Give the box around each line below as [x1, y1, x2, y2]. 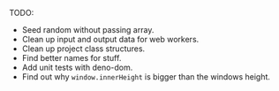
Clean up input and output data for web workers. [21, 34, 200, 44]
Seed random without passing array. [21, 25, 155, 34]
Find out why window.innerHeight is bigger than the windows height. [21, 72, 271, 82]
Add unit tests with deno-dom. [21, 62, 133, 72]
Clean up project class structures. [21, 43, 146, 54]
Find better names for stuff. [21, 53, 122, 63]
